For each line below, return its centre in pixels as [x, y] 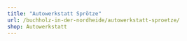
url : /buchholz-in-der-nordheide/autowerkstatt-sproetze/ [93, 20]
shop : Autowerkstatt [37, 26]
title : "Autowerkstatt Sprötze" [54, 14]
